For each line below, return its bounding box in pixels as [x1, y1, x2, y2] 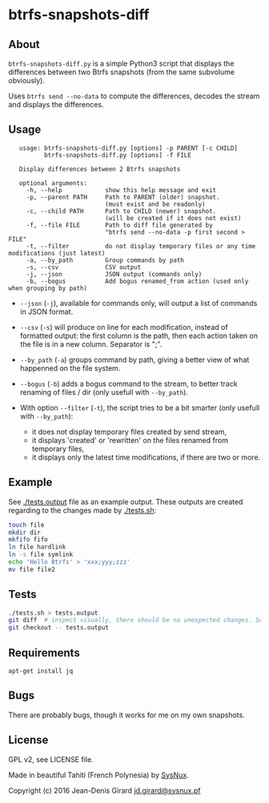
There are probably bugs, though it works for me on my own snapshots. [8, 710, 246, 720]
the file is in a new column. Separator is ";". [19, 339, 163, 349]
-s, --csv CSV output [26, 263, 142, 271]
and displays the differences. [8, 100, 104, 109]
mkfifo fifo [8, 536, 48, 544]
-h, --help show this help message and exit [26, 186, 217, 194]
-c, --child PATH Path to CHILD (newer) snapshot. [26, 207, 217, 215]
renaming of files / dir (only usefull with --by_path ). [19, 387, 188, 397]
